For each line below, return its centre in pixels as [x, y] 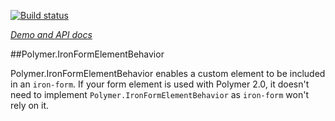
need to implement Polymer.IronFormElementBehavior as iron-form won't [159, 94]
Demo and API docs [51, 34]
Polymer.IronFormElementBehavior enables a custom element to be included [168, 73]
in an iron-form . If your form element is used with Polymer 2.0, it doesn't [160, 84]
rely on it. [30, 105]
